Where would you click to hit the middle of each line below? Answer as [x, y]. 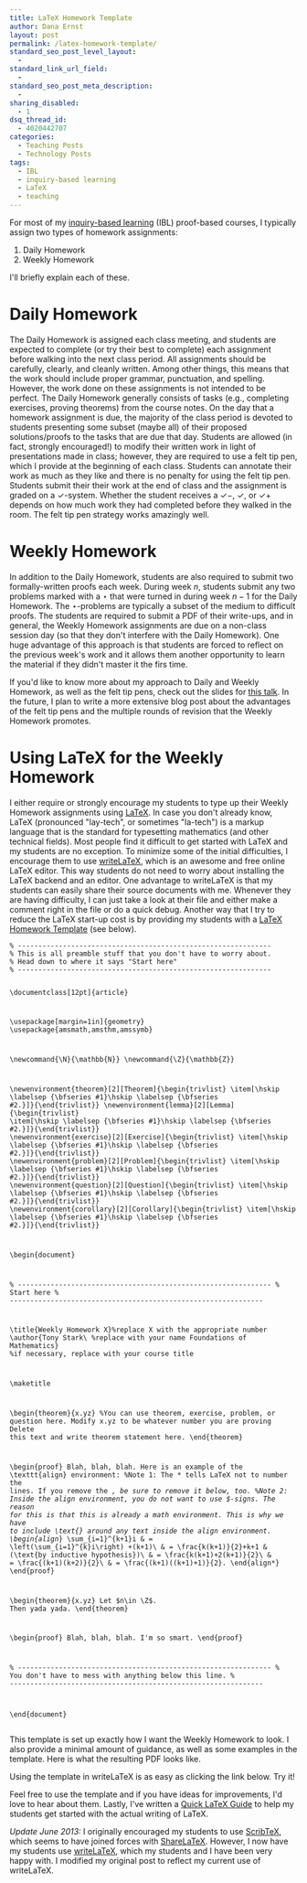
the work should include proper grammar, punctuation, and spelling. [137, 378]
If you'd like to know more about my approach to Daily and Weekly [134, 681]
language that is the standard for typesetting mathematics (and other [139, 831]
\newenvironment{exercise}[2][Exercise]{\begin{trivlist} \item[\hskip [148, 1138]
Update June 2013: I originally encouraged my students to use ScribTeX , [145, 1831]
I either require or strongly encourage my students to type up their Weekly [149, 802]
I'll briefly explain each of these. [70, 277]
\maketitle [30, 1384]
